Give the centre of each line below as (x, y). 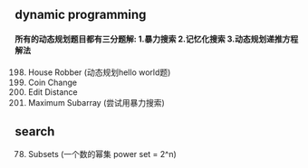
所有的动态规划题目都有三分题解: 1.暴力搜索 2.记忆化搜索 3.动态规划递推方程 (157, 39)
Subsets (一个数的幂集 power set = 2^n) (102, 154)
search (35, 131)
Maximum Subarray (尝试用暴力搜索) (96, 102)
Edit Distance (53, 92)
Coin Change (53, 82)
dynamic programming (81, 15)
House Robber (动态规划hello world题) (99, 72)
